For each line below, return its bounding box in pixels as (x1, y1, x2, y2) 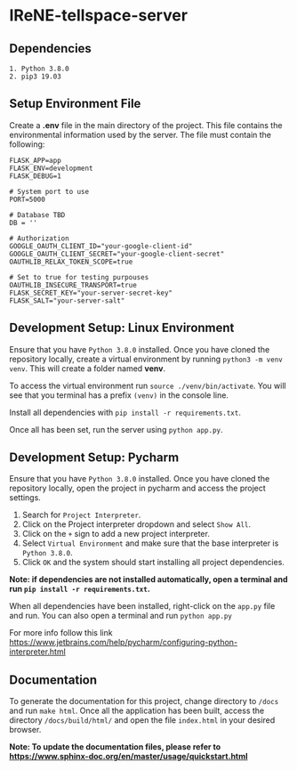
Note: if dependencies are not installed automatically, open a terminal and (9, 574, 288, 585)
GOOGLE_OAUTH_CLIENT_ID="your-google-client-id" (9, 241, 193, 250)
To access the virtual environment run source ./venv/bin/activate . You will (9, 380, 286, 391)
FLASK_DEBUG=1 (9, 171, 62, 181)
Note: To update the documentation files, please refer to (9, 742, 221, 752)
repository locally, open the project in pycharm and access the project (9, 482, 267, 494)
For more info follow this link (9, 628, 113, 638)
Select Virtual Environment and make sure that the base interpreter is (21, 538, 279, 548)
